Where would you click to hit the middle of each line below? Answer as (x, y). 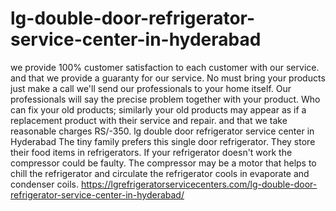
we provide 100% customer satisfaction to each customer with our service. (165, 67)
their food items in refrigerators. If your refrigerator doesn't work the (151, 152)
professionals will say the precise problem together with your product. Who (165, 99)
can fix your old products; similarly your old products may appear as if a (158, 109)
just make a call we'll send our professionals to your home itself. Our (151, 88)
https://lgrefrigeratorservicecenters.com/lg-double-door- (199, 184)
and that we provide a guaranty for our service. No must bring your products (168, 78)
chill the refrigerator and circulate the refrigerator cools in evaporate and (160, 173)
